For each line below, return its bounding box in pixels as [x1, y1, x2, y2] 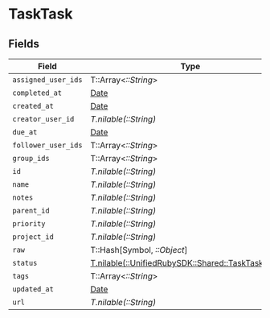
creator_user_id [12, 114, 75, 123]
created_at [12, 101, 54, 110]
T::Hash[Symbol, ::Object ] [90, 245, 188, 255]
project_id [12, 233, 54, 242]
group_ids [12, 154, 50, 163]
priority [12, 219, 46, 228]
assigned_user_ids [12, 76, 83, 85]
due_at [12, 128, 38, 137]
